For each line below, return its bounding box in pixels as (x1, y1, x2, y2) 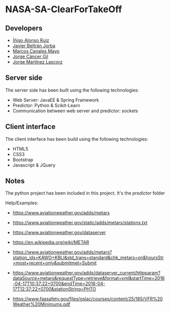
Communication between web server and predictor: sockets (12, 108, 139, 114)
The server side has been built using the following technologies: (5, 87, 140, 93)
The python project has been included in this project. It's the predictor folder (5, 190, 165, 196)
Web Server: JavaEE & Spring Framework (12, 97, 99, 103)
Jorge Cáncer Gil (12, 53, 48, 59)
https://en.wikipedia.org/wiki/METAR (12, 239, 89, 245)
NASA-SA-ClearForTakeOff (5, 4, 122, 15)
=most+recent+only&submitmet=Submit (12, 260, 97, 266)
